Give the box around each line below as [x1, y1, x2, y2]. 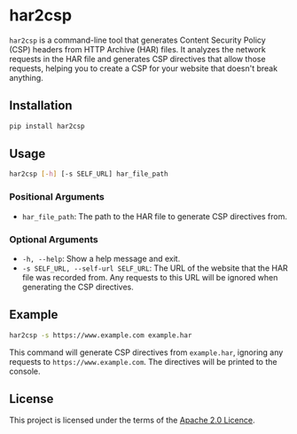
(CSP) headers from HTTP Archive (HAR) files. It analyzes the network [9, 43, 266, 54]
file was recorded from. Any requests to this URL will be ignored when [21, 272, 278, 282]
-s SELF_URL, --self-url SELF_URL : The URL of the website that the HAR [21, 263, 288, 273]
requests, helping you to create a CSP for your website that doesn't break [9, 63, 277, 74]
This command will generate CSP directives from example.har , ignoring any [9, 347, 284, 358]
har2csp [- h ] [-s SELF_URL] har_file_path [9, 170, 168, 178]
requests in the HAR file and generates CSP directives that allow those [9, 53, 266, 64]
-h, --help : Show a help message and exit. [21, 253, 181, 264]
